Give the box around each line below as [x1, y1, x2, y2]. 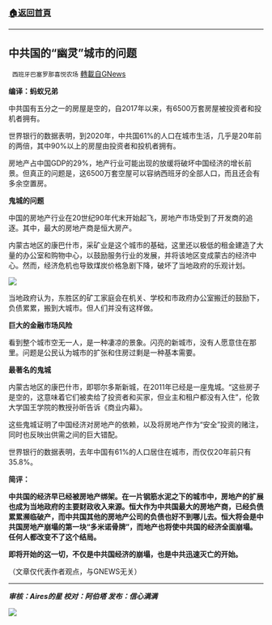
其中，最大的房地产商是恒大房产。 [22, 223, 136, 233]
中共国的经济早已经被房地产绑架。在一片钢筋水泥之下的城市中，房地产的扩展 [8, 492, 264, 502]
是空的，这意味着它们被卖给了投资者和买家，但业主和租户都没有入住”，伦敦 [8, 392, 261, 402]
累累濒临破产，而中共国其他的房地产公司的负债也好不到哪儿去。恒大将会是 [8, 512, 257, 522]
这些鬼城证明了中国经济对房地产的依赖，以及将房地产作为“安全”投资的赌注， [8, 420, 263, 430]
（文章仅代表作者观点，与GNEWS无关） [8, 567, 142, 576]
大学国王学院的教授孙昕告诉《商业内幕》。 [8, 403, 147, 413]
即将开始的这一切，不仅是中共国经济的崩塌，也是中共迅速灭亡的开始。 [8, 550, 243, 559]
